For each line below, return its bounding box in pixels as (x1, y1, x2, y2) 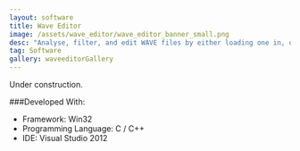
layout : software (9, 13, 74, 22)
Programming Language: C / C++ (21, 123, 145, 134)
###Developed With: (9, 96, 86, 107)
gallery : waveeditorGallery (9, 55, 114, 63)
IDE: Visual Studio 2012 (21, 133, 108, 143)
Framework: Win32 (21, 113, 93, 124)
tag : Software (9, 46, 62, 55)
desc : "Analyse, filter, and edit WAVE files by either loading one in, (9, 38, 286, 47)
